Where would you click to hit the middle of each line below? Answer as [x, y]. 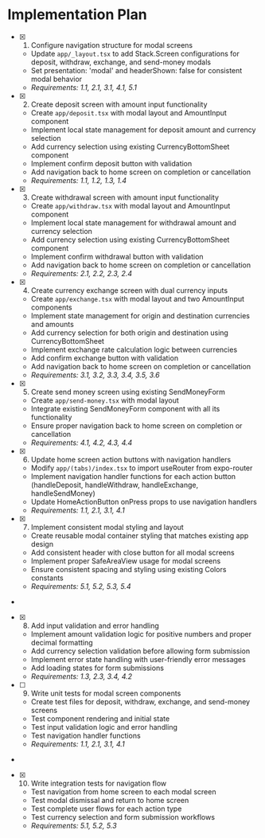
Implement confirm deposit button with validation [111, 163]
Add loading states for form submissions [97, 668]
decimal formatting [62, 642]
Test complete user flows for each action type [106, 809]
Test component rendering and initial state [100, 719]
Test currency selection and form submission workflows [123, 817]
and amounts [53, 324]
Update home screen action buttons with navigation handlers [131, 459]
